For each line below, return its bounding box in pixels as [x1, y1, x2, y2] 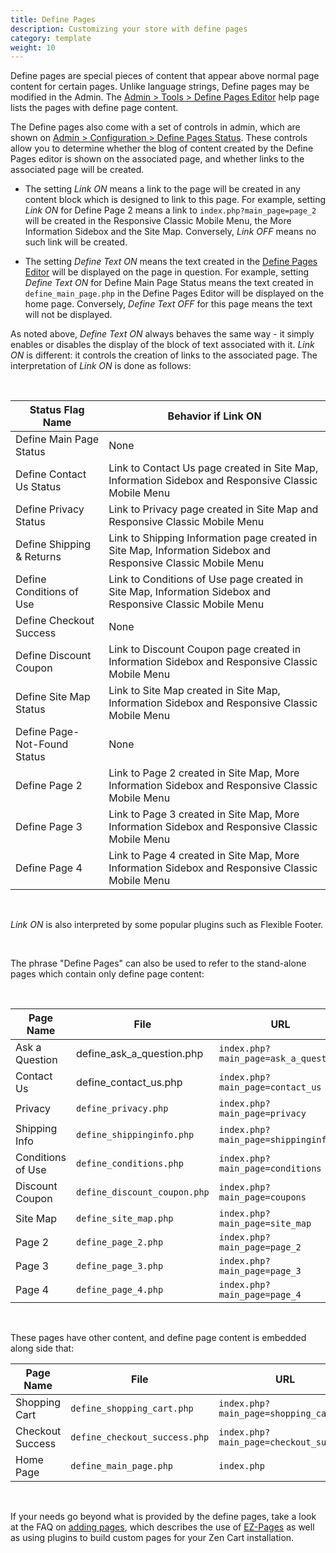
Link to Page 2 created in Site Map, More [108, 766, 300, 780]
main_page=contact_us [218, 1082, 322, 1093]
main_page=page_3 [218, 1266, 302, 1277]
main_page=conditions [218, 1163, 322, 1175]
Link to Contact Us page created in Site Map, [108, 461, 319, 475]
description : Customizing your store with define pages [10, 24, 248, 34]
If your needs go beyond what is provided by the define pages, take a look [10, 1511, 317, 1523]
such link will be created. [24, 236, 128, 248]
